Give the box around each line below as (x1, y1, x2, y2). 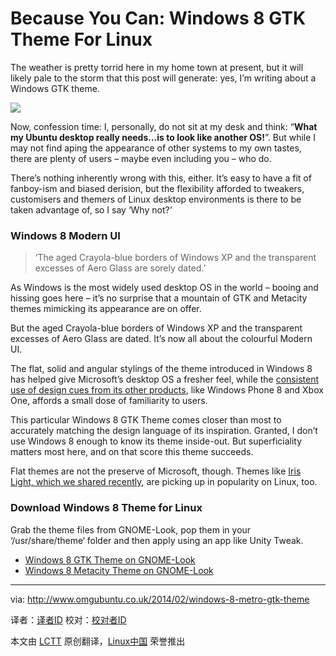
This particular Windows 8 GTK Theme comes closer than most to (10, 414, 282, 426)
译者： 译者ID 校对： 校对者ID (10, 613, 127, 626)
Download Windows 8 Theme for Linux (10, 501, 203, 515)
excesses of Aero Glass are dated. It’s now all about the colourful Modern (10, 333, 313, 345)
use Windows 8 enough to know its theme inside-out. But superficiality (10, 435, 303, 447)
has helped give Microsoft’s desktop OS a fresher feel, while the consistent (10, 373, 319, 386)
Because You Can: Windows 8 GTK (10, 7, 307, 30)
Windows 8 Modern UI (10, 228, 121, 242)
